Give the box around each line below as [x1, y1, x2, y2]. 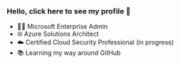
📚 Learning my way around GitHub [16, 49, 121, 57]
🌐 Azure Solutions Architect [16, 30, 99, 38]
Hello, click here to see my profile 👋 [6, 6, 131, 16]
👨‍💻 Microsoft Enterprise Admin [16, 23, 108, 31]
